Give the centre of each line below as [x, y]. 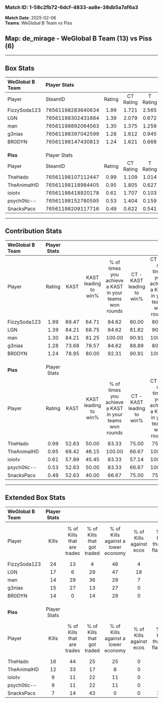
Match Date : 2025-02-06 [31, 18]
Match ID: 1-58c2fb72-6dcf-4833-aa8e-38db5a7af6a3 [72, 7]
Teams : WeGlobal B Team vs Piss [39, 23]
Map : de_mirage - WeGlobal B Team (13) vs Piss [79, 38]
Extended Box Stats [35, 498]
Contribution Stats [33, 231]
